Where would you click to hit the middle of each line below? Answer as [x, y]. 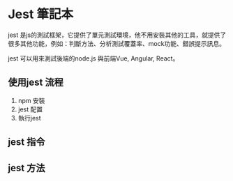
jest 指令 [27, 142]
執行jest [29, 118]
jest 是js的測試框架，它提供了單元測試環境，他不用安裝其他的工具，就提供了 [117, 35]
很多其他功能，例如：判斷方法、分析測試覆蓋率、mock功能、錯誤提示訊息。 [117, 43]
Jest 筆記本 [41, 14]
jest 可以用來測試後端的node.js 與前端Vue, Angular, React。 [93, 58]
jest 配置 [30, 109]
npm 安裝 [31, 100]
